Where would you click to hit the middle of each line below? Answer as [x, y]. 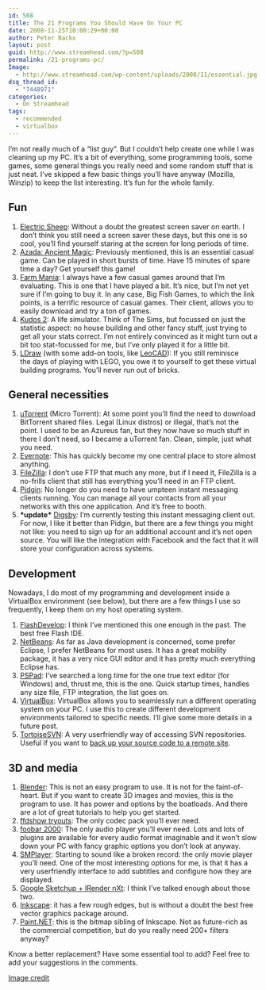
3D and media [43, 767]
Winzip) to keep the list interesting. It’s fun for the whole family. [111, 182]
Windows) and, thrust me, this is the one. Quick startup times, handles [135, 684]
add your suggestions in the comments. [73, 962]
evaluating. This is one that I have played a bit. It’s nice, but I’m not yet [134, 286]
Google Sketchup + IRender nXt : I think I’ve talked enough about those [135, 888]
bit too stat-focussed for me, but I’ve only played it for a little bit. [125, 344]
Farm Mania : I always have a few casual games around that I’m [122, 277]
